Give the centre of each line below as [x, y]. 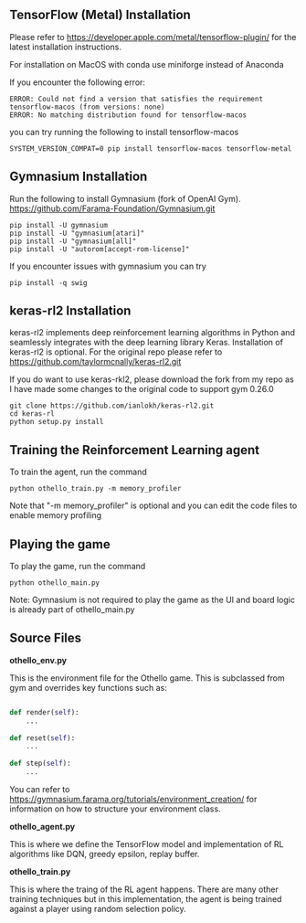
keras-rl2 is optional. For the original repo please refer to [116, 352]
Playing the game [60, 544]
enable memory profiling [56, 515]
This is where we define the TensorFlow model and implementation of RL [147, 843]
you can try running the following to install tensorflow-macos [124, 132]
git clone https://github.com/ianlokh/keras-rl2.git [112, 406]
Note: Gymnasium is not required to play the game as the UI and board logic [152, 600]
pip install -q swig [49, 282]
